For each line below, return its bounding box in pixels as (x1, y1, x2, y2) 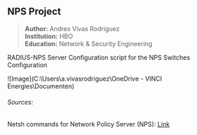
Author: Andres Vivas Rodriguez (24, 24, 120, 33)
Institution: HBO (24, 32, 73, 40)
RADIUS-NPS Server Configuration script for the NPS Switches (7, 53, 191, 61)
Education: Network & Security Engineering (24, 39, 153, 48)
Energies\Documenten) (7, 81, 75, 90)
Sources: (7, 98, 34, 107)
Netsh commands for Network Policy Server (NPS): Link (7, 120, 170, 129)
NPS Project (7, 6, 61, 18)
